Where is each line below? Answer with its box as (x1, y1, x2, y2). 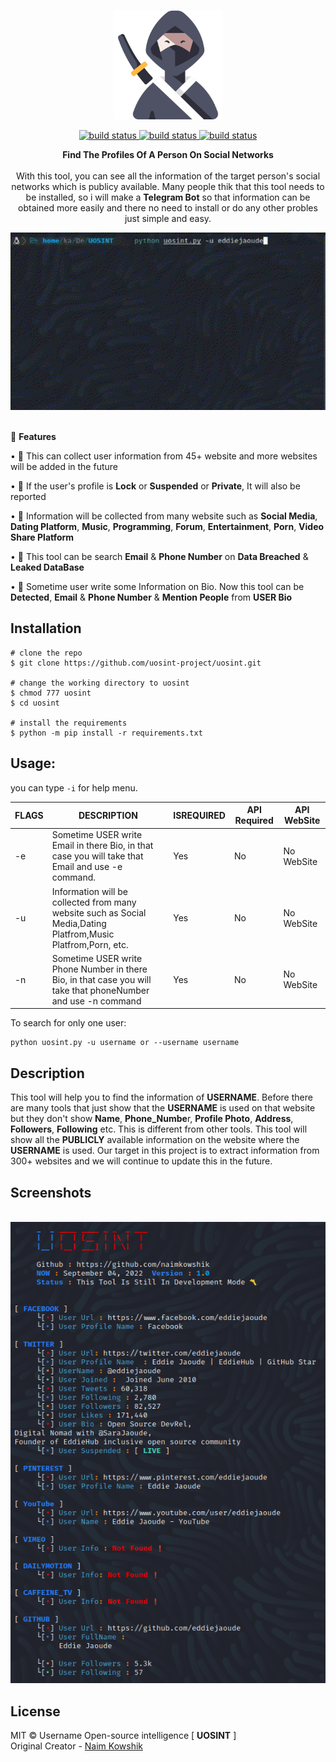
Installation (10, 620, 82, 637)
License (10, 1703, 61, 1720)
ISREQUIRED (173, 809, 226, 821)
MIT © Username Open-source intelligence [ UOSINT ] (10, 1730, 237, 1741)
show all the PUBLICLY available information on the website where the (10, 1134, 300, 1146)
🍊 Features (10, 430, 57, 442)
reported (10, 490, 47, 502)
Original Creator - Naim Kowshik (10, 1740, 143, 1752)
